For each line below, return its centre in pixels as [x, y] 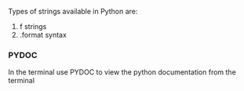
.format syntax [43, 35]
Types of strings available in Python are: [73, 11]
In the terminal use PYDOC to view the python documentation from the [122, 72]
